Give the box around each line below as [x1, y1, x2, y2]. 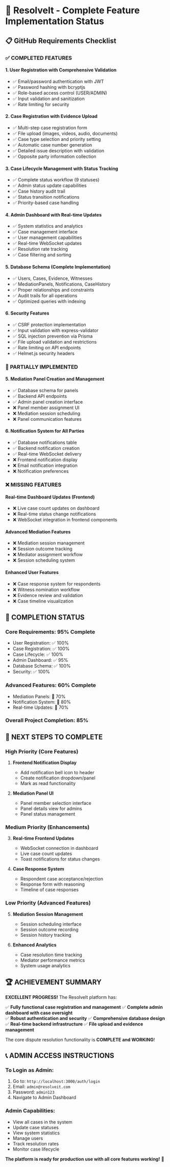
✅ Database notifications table [12, 439, 77, 446]
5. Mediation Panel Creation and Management [5, 376, 105, 382]
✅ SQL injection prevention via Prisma [12, 333, 93, 339]
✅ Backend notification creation [12, 445, 80, 451]
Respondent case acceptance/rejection [20, 876, 104, 882]
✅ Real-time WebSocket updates [12, 240, 82, 247]
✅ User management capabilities [12, 234, 82, 241]
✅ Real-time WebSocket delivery [12, 451, 82, 457]
